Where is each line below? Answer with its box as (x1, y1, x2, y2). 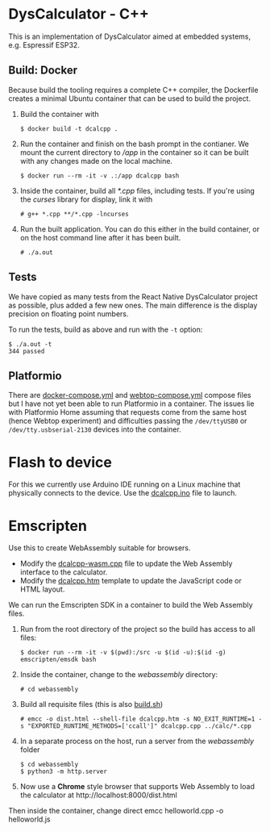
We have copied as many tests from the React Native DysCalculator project (8, 291, 258, 301)
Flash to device (8, 453, 113, 471)
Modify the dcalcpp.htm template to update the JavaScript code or (19, 576, 242, 586)
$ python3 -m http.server (19, 767, 107, 776)
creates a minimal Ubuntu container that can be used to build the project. (8, 94, 251, 103)
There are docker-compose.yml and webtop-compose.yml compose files (8, 391, 251, 400)
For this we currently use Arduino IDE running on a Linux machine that (8, 479, 241, 489)
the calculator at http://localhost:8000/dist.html (19, 790, 177, 800)
